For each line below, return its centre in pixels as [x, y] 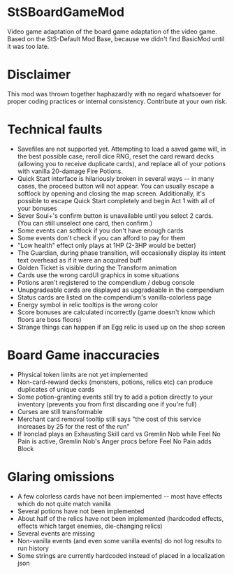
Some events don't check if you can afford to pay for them [101, 237]
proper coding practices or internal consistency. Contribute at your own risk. [117, 101]
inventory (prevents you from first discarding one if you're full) [107, 404]
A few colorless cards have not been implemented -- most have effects [120, 496]
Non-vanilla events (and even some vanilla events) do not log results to [119, 540]
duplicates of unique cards [56, 389]
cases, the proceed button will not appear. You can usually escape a [116, 186]
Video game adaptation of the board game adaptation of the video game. [112, 31]
